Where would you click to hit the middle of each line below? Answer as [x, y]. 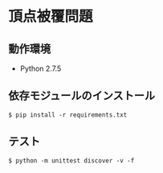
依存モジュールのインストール [82, 96]
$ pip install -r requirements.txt [68, 115]
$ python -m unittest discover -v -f [71, 161]
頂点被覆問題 [51, 16]
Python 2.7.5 [41, 68]
